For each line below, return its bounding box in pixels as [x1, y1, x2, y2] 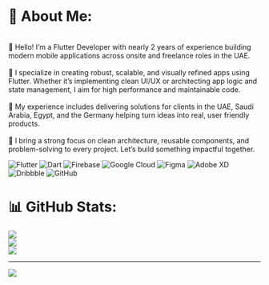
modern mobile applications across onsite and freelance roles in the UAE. [8, 50, 251, 60]
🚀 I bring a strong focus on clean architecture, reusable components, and [8, 135, 250, 145]
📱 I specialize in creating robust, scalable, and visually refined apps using [8, 67, 251, 77]
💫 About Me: [8, 7, 93, 26]
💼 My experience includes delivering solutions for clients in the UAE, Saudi [8, 102, 255, 111]
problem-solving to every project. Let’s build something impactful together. [8, 144, 255, 154]
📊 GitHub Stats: [8, 198, 118, 216]
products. [8, 118, 40, 128]
